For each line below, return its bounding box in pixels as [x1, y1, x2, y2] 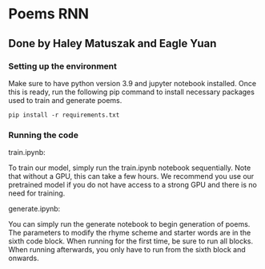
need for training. [8, 188, 66, 198]
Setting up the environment [8, 61, 118, 72]
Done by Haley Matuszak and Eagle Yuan [8, 37, 217, 50]
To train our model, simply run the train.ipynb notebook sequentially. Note [8, 163, 251, 172]
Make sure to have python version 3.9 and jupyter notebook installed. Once [8, 78, 257, 88]
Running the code [8, 129, 78, 140]
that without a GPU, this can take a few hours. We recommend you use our [8, 172, 255, 181]
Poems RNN [8, 5, 90, 23]
